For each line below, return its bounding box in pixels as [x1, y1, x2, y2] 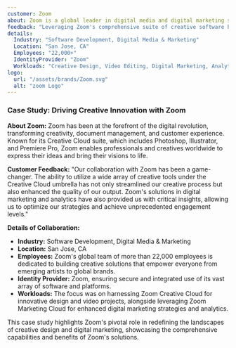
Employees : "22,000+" [13, 50, 77, 57]
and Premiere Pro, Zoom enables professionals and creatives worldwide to [7, 143, 223, 152]
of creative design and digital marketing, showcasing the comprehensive [7, 325, 218, 334]
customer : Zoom [7, 10, 52, 18]
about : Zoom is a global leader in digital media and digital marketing [7, 17, 225, 24]
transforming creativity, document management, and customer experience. [7, 129, 225, 137]
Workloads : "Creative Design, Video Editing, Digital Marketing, [13, 63, 209, 70]
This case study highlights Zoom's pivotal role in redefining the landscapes [7, 318, 225, 326]
